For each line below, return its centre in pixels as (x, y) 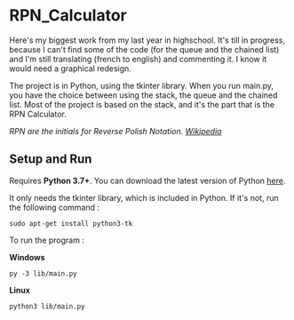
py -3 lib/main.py (43, 273)
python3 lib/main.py (48, 306)
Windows (27, 257)
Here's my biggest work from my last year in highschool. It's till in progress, (147, 40)
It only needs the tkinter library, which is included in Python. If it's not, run (144, 197)
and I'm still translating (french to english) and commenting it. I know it (138, 59)
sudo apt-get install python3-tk (71, 223)
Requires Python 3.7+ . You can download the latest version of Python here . (147, 180)
